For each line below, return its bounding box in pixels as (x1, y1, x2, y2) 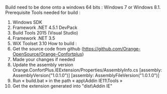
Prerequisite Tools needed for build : (5, 9, 80, 15)
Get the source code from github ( (12, 46, 83, 51)
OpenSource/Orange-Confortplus (12, 51, 82, 57)
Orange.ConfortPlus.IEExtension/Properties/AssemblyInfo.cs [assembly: (12, 67, 162, 73)
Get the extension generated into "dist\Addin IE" (12, 83, 113, 89)
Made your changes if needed (12, 56, 75, 62)
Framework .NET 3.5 (12, 35, 55, 41)
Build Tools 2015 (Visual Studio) (12, 30, 78, 35)
